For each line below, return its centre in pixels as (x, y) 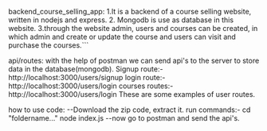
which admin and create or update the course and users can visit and (122, 37)
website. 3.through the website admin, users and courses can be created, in (133, 28)
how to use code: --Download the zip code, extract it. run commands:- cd (130, 110)
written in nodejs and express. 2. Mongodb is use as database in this (121, 20)
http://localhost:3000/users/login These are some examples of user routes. (132, 94)
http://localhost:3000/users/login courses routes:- (91, 86)
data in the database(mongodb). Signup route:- (86, 69)
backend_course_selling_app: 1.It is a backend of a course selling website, (130, 12)
